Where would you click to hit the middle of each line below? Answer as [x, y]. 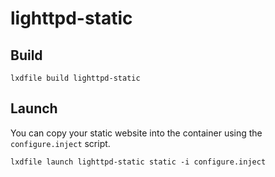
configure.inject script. [60, 143]
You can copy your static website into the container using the [136, 133]
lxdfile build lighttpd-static [75, 78]
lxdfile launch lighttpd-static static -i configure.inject [138, 162]
